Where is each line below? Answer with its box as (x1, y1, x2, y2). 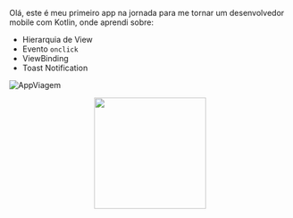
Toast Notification (21, 62, 88, 73)
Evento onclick (21, 44, 79, 54)
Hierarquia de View (21, 35, 94, 44)
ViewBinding (21, 53, 69, 63)
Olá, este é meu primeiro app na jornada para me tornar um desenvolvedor (9, 8, 285, 18)
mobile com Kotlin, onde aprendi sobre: (9, 17, 155, 28)
